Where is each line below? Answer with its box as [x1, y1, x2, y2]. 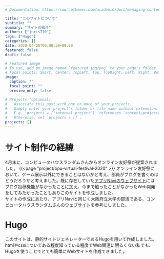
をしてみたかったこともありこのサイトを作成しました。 [5, 190, 116, 196]
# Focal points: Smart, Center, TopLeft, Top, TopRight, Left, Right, [5, 70, 152, 75]
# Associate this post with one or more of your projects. [5, 101, 132, 106]
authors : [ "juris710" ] [5, 30, 51, 35]
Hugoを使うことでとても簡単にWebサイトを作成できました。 [5, 248, 127, 254]
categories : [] [5, 39, 36, 44]
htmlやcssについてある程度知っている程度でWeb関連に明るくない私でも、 [5, 242, 154, 248]
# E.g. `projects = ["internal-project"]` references [5, 111, 121, 116]
